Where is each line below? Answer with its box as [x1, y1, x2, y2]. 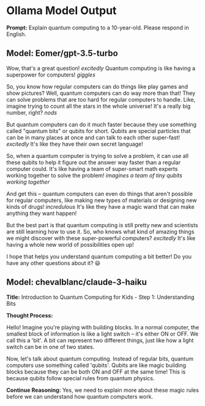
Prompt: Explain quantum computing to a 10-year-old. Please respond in [6, 24, 189, 31]
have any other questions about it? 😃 [6, 259, 101, 266]
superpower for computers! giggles [6, 71, 96, 78]
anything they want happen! [6, 209, 77, 217]
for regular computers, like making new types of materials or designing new [6, 197, 197, 204]
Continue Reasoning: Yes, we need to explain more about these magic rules [6, 386, 199, 394]
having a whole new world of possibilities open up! [6, 241, 135, 248]
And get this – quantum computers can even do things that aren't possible [6, 190, 193, 197]
